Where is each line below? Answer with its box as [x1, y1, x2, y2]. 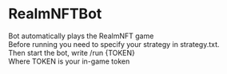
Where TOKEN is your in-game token [8, 56, 130, 66]
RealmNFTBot [8, 5, 102, 23]
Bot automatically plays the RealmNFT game [8, 31, 154, 41]
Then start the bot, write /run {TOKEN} [8, 48, 136, 57]
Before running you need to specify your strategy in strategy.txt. [8, 39, 220, 49]
